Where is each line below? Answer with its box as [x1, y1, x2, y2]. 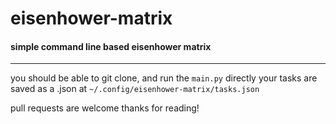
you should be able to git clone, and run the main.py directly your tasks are [10, 72, 318, 84]
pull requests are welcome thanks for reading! [10, 102, 200, 114]
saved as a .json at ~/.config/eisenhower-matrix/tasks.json [10, 83, 260, 95]
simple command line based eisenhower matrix [10, 40, 212, 52]
